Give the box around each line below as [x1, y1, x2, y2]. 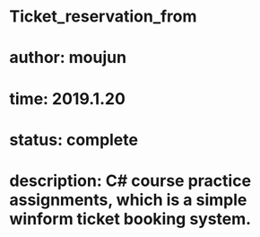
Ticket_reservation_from [9, 6, 197, 27]
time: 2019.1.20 [9, 88, 126, 109]
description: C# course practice [9, 171, 252, 190]
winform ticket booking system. [9, 208, 252, 229]
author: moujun [9, 48, 127, 68]
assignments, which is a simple [9, 189, 247, 210]
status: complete [9, 129, 139, 150]
